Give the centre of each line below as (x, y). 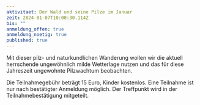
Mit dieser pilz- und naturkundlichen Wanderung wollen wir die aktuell (95, 58)
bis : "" (16, 23)
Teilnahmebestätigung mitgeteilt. (48, 96)
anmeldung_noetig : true (37, 35)
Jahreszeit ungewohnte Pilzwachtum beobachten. (69, 71)
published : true (27, 40)
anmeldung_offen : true (35, 29)
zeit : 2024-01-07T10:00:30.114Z (47, 18)
